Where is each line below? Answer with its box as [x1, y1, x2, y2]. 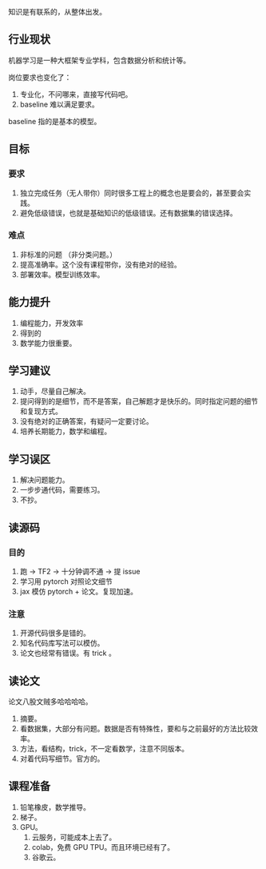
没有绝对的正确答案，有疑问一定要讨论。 [19, 416, 153, 426]
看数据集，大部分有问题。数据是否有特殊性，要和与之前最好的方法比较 [19, 724, 252, 734]
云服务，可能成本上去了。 [31, 832, 117, 842]
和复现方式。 [19, 407, 62, 416]
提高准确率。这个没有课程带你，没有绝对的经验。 [19, 259, 181, 269]
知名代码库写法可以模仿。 [19, 638, 105, 648]
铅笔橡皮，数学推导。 [19, 802, 90, 811]
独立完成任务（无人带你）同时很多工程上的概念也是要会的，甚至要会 [19, 187, 244, 198]
